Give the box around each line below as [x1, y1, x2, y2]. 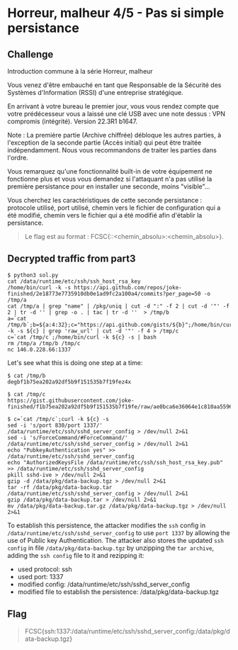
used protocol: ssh [17, 565, 72, 573]
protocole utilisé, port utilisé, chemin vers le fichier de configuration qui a [7, 203, 221, 212]
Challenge [7, 48, 54, 60]
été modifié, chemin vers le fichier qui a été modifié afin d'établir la [7, 211, 203, 219]
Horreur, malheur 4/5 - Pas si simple [7, 5, 225, 21]
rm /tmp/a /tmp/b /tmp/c [7, 340, 81, 347]
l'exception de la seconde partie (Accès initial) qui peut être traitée [7, 138, 202, 147]
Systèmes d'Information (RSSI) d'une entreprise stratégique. [7, 89, 183, 96]
